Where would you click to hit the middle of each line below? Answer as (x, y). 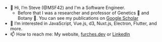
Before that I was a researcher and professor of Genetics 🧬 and (83, 13)
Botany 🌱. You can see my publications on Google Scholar (78, 18)
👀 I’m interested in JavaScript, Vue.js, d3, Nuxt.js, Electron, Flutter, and (84, 23)
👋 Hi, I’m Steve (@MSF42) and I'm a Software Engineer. (67, 8)
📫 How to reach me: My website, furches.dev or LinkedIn (70, 34)
